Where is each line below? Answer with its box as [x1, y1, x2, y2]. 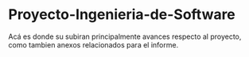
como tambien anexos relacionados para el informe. [8, 40, 179, 49]
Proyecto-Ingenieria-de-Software [8, 6, 236, 24]
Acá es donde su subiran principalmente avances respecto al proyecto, [8, 32, 242, 41]
